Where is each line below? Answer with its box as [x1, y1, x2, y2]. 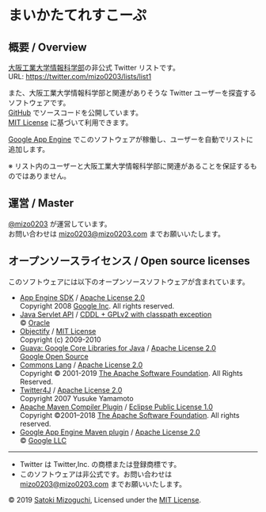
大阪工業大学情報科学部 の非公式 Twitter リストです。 [8, 63, 180, 72]
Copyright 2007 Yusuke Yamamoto [19, 393, 134, 403]
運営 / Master [8, 196, 74, 210]
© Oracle [19, 317, 50, 328]
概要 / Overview [8, 40, 87, 54]
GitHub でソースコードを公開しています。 [8, 108, 143, 117]
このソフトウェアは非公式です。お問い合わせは [19, 469, 173, 479]
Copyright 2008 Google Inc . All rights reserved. [19, 301, 175, 310]
